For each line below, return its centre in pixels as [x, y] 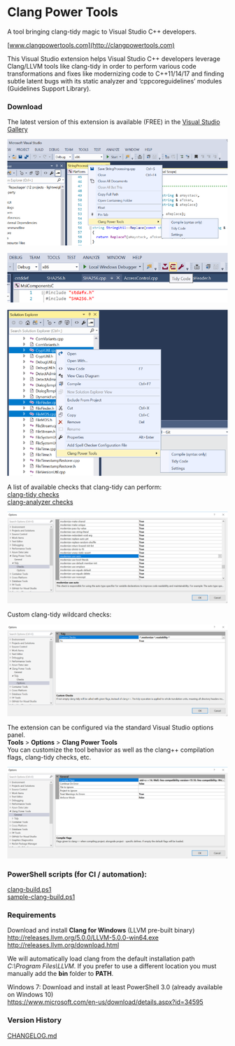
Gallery [17, 130]
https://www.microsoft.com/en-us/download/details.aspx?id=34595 [106, 1002]
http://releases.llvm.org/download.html [63, 945]
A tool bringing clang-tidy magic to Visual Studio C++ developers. [102, 32]
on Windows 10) [30, 995]
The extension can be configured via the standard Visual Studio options [111, 727]
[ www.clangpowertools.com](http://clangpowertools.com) [91, 45]
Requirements [32, 915]
